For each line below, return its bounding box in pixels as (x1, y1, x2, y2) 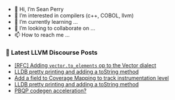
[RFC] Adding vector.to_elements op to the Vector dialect (14, 62, 156, 69)
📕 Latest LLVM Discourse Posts (5, 48, 98, 57)
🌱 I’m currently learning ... (14, 18, 78, 25)
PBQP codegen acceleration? (14, 87, 87, 95)
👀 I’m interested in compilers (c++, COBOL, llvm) (14, 12, 134, 19)
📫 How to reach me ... (14, 32, 70, 38)
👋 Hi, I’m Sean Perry (14, 6, 64, 12)
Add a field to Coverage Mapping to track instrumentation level (14, 74, 170, 82)
